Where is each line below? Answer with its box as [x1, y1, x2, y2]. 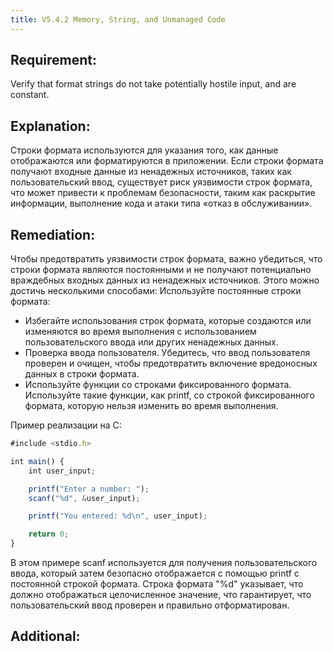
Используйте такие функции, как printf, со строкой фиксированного [24, 389, 315, 401]
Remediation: [10, 226, 96, 243]
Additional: [10, 628, 81, 645]
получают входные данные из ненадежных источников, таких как [10, 166, 292, 178]
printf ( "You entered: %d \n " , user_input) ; [28, 511, 208, 521]
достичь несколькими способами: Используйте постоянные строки [10, 285, 302, 297]
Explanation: [10, 117, 91, 135]
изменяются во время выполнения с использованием [24, 326, 257, 338]
